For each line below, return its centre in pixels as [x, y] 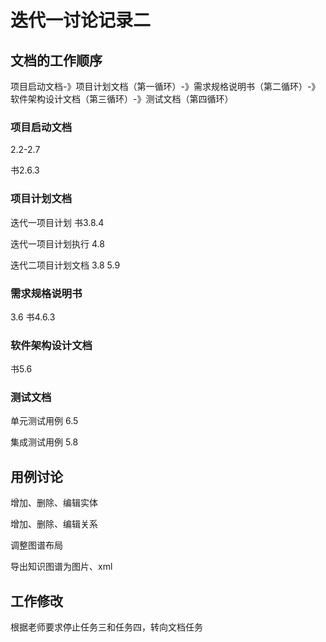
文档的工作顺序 [56, 60]
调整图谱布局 [36, 545]
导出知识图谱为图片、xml [61, 567]
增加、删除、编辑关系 [54, 524]
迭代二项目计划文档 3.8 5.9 [65, 265]
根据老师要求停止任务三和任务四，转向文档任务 [106, 627]
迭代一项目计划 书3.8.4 [57, 222]
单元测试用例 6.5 [44, 421]
